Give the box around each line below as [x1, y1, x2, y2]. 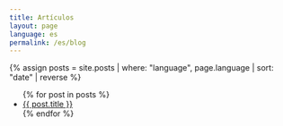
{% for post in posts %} [22, 89, 111, 100]
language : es [9, 29, 58, 38]
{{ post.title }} [22, 99, 74, 110]
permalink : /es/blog [9, 38, 87, 47]
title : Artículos [9, 13, 75, 22]
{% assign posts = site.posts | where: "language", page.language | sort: [9, 63, 274, 73]
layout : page [9, 21, 58, 30]
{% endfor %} [22, 108, 75, 119]
